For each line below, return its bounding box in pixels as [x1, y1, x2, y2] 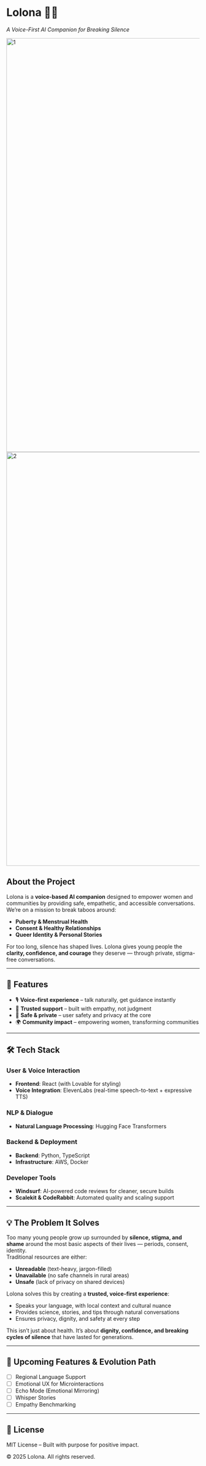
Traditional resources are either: [6, 1253, 87, 1261]
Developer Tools [6, 1174, 56, 1182]
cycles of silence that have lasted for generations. [6, 1333, 134, 1340]
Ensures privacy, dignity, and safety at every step [15, 1315, 140, 1322]
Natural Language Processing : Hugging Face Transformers [15, 1122, 167, 1130]
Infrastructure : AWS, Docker [15, 1158, 89, 1166]
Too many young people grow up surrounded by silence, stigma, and [6, 1234, 182, 1241]
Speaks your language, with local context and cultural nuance [15, 1302, 172, 1309]
